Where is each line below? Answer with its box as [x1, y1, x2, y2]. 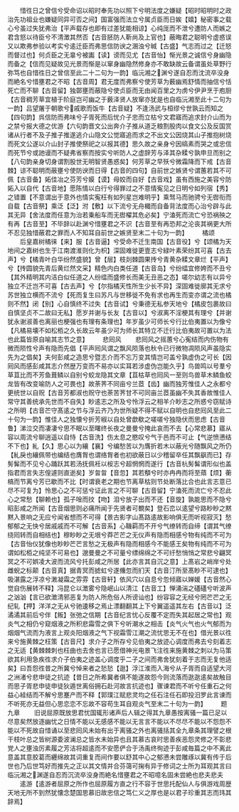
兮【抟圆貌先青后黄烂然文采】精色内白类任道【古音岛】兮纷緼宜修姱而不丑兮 [7, 264, 232, 272]
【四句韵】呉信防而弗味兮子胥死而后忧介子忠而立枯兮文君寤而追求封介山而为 [7, 113, 232, 121]
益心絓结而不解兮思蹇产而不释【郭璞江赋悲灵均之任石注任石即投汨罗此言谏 [7, 690, 225, 699]
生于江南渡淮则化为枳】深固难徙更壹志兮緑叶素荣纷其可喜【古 [44, 246, 225, 255]
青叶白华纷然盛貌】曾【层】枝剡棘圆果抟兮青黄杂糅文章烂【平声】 [38, 255, 232, 263]
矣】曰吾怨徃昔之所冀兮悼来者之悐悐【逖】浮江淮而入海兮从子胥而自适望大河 [7, 664, 232, 672]
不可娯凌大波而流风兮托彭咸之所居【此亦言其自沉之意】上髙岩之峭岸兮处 [19, 557, 232, 565]
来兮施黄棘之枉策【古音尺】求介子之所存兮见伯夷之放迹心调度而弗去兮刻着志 [7, 637, 232, 646]
